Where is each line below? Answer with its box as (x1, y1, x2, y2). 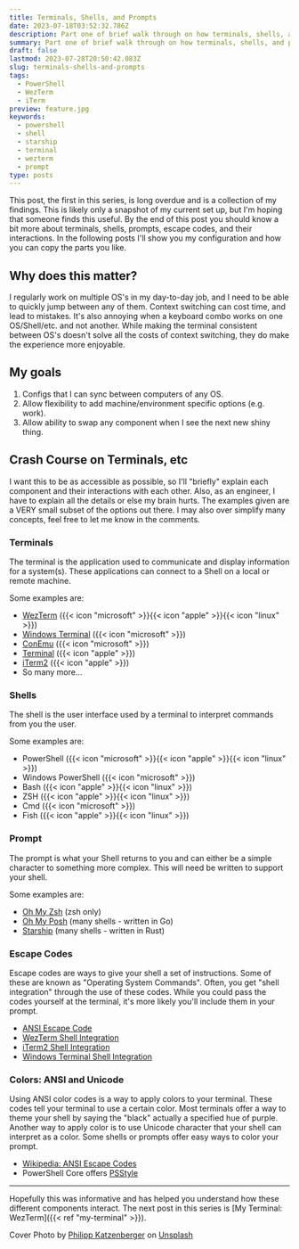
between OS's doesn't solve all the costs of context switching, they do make (9, 330, 290, 341)
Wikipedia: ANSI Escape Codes (21, 1158, 137, 1169)
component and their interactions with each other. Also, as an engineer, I (9, 485, 276, 496)
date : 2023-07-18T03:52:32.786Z (9, 21, 129, 30)
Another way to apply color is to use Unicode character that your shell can (9, 1122, 282, 1133)
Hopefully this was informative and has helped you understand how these (9, 1194, 279, 1204)
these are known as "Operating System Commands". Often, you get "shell (9, 977, 279, 988)
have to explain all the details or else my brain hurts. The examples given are (9, 495, 290, 505)
